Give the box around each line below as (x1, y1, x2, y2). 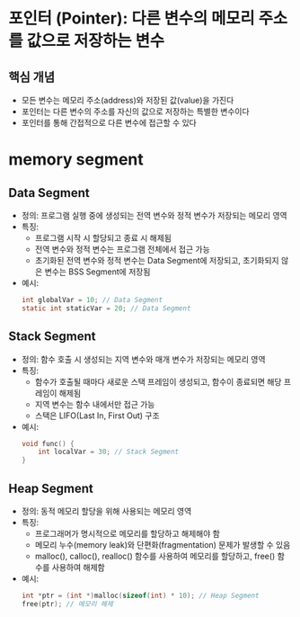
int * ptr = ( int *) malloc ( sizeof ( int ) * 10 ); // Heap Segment (21, 591, 260, 600)
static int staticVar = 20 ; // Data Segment (21, 303, 191, 313)
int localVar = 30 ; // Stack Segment (38, 447, 180, 457)
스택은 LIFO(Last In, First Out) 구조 (34, 410, 160, 421)
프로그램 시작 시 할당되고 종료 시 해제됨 (34, 233, 172, 243)
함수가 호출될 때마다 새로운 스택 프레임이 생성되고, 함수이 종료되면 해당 (34, 376, 282, 387)
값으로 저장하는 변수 (26, 31, 165, 51)
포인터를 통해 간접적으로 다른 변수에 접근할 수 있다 (21, 118, 197, 128)
